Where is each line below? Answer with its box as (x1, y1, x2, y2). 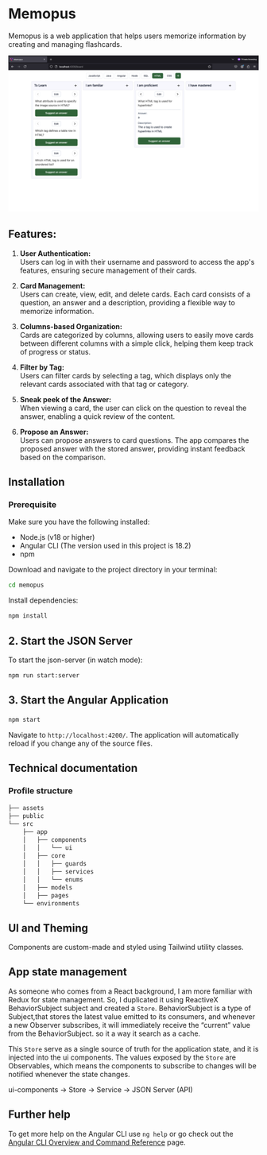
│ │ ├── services (22, 868, 94, 876)
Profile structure (8, 785, 73, 796)
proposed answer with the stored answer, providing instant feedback (19, 444, 246, 453)
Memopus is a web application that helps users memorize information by (8, 31, 246, 41)
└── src (8, 820, 34, 828)
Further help (8, 1108, 72, 1122)
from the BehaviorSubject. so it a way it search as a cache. (8, 1029, 201, 1038)
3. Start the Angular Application (8, 693, 169, 707)
